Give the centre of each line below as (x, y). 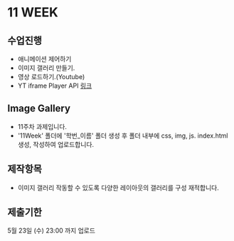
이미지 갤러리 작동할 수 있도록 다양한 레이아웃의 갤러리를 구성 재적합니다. (118, 188)
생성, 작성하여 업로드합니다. (56, 144)
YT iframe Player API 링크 (55, 86)
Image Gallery (39, 109)
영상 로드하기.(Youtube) (51, 77)
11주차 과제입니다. (42, 126)
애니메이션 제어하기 (44, 59)
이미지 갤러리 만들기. (46, 68)
